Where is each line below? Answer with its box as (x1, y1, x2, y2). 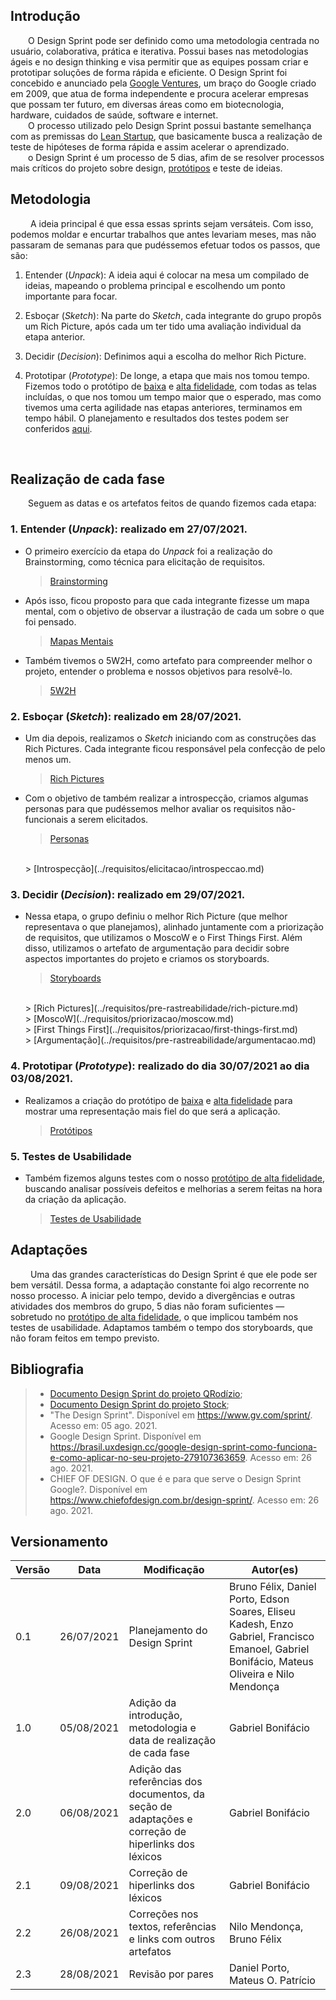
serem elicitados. (77, 814, 149, 826)
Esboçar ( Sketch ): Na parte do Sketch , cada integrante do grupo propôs (24, 309, 322, 321)
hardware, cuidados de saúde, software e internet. (10, 109, 219, 121)
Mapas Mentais (49, 635, 114, 647)
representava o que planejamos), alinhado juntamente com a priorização (24, 921, 324, 933)
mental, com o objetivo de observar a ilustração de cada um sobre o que (24, 605, 325, 617)
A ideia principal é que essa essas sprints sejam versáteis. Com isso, (29, 217, 314, 229)
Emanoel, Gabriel (228, 1642, 310, 1656)
